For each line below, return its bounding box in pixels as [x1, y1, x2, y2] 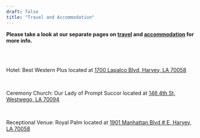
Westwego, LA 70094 [6, 96, 60, 103]
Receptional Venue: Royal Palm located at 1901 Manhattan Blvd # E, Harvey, [6, 118, 192, 126]
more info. [6, 37, 33, 44]
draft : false [6, 8, 39, 15]
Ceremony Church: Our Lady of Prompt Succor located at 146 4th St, [6, 89, 176, 96]
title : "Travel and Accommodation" [6, 14, 95, 20]
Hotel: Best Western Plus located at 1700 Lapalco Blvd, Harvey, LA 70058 [6, 66, 187, 73]
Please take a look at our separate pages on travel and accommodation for [6, 30, 194, 37]
